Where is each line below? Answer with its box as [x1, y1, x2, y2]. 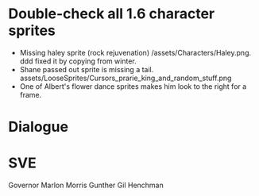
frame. [19, 90, 42, 99]
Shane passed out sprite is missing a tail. [19, 64, 154, 74]
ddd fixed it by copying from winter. [19, 56, 137, 66]
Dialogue [8, 118, 69, 136]
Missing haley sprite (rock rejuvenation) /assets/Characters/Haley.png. [19, 48, 252, 57]
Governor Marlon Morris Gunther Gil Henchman [8, 180, 164, 190]
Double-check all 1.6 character [8, 5, 215, 23]
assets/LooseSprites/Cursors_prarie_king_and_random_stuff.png [19, 73, 232, 83]
